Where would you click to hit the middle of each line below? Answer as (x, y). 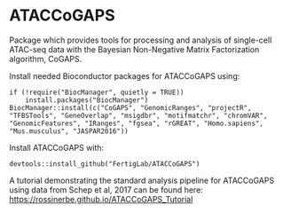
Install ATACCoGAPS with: (57, 147)
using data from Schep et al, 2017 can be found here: (106, 189)
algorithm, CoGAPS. (46, 59)
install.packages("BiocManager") (87, 100)
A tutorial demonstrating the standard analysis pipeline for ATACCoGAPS (142, 180)
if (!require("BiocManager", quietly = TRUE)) (97, 92)
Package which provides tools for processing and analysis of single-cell (141, 40)
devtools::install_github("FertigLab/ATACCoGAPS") (105, 164)
